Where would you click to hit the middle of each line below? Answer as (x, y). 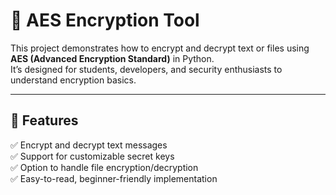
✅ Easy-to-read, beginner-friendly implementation (114, 178)
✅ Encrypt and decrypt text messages (89, 145)
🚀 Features (44, 120)
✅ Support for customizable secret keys (92, 156)
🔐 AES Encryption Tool (105, 20)
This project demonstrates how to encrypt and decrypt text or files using (160, 48)
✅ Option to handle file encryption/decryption (104, 167)
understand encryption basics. (73, 80)
